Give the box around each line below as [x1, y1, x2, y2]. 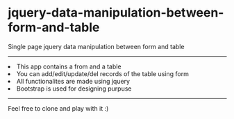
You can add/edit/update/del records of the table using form [17, 69, 190, 77]
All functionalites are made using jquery [17, 77, 131, 85]
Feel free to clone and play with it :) [8, 104, 109, 112]
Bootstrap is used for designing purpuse [17, 84, 132, 93]
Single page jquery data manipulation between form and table [8, 42, 185, 51]
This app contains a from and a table [17, 62, 122, 71]
